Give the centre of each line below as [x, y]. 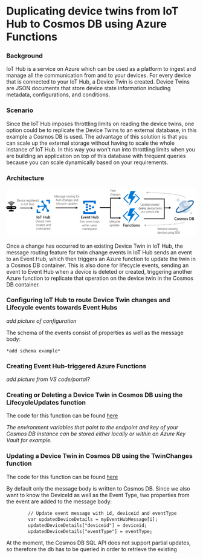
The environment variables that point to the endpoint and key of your [92, 428]
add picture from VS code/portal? [48, 379]
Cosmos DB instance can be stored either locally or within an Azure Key [96, 434]
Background [25, 56]
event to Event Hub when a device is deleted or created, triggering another [99, 271]
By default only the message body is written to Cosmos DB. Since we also [98, 488]
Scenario [20, 110]
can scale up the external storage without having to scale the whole [91, 143]
